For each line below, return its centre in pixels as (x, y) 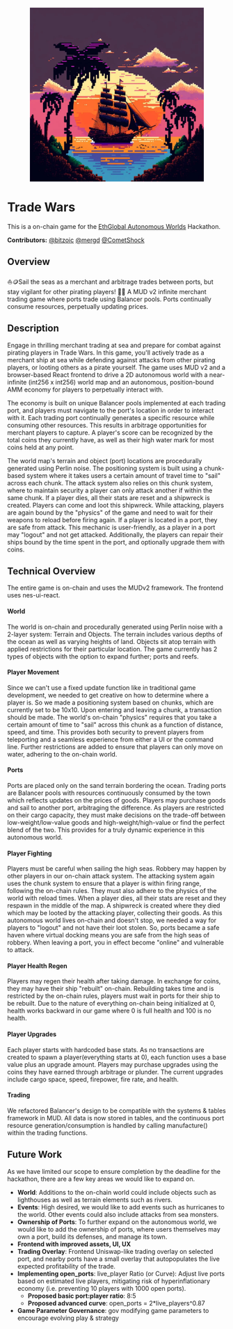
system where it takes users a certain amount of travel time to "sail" (124, 475)
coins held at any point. (41, 447)
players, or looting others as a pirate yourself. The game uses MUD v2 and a (116, 367)
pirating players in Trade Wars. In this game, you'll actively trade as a (106, 353)
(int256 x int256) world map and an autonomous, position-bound (121, 382)
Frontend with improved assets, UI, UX (74, 1244)
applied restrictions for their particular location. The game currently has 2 (112, 649)
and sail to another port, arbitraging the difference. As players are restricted (116, 807)
